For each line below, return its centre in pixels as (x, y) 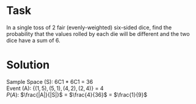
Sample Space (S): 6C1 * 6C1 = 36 (50, 81)
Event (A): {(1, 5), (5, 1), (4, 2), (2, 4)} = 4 (55, 88)
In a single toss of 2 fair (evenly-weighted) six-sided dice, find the (89, 27)
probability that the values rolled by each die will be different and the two (98, 33)
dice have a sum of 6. (34, 40)
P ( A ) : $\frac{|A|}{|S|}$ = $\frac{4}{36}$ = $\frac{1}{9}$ (77, 94)
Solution (28, 65)
